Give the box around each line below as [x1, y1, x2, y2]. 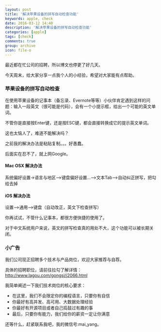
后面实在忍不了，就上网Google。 [5, 151, 71, 157]
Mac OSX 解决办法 [5, 163, 43, 169]
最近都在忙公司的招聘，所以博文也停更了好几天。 [5, 62, 103, 68]
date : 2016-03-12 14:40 [5, 20, 53, 26]
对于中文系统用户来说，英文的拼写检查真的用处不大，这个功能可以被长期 [5, 225, 149, 231]
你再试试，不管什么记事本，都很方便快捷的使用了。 [5, 215, 107, 221]
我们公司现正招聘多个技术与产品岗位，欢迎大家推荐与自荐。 [5, 256, 124, 262]
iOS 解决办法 [5, 192, 31, 198]
